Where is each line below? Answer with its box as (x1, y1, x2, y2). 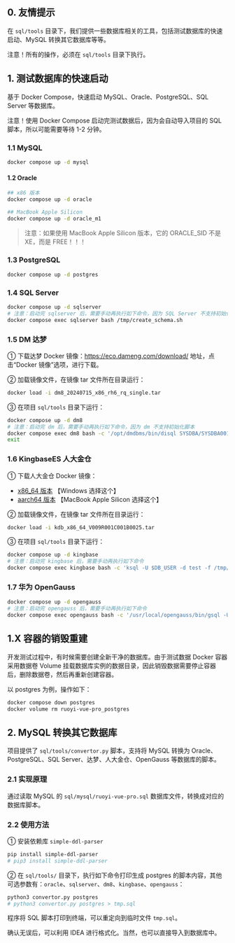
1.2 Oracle (7, 174, 37, 182)
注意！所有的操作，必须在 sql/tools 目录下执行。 (7, 50, 150, 58)
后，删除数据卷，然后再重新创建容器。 (7, 670, 117, 678)
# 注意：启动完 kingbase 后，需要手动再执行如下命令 (7, 558, 144, 565)
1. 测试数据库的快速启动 (7, 73, 108, 85)
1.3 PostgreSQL (7, 255, 61, 265)
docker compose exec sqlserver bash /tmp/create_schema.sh (7, 316, 183, 323)
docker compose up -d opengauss (7, 599, 101, 606)
